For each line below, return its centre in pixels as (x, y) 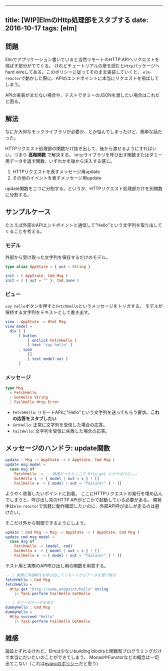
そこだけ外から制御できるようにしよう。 (47, 522)
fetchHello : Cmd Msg (28, 580)
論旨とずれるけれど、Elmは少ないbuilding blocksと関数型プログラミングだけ (83, 651)
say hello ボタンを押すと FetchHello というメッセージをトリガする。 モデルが (84, 306)
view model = (19, 326)
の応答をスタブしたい (34, 418)
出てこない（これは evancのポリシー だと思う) (52, 663)
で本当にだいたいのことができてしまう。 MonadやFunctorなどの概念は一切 (82, 657)
